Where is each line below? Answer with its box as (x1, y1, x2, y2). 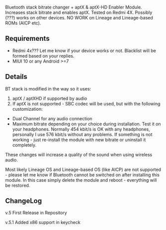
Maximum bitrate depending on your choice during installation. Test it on (12, 121, 161, 127)
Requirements (5, 34, 50, 43)
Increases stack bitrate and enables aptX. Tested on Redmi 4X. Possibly (5, 9, 153, 15)
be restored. (5, 182, 30, 188)
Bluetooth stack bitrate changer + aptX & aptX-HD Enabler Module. (5, 4, 143, 10)
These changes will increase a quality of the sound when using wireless (5, 152, 153, 157)
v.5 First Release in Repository (5, 210, 67, 216)
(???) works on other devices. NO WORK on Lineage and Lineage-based (5, 15, 153, 20)
